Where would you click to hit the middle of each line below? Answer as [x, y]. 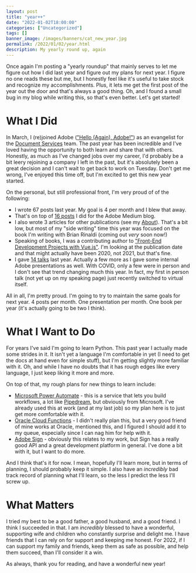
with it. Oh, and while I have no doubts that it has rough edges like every [93, 366]
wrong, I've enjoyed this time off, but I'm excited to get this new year [89, 174]
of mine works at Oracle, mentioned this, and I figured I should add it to [100, 426]
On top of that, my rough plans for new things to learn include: [81, 384]
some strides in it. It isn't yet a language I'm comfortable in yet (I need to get [98, 354]
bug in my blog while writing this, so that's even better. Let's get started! [93, 97]
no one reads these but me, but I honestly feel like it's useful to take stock [95, 78]
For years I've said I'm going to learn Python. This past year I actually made [97, 348]
